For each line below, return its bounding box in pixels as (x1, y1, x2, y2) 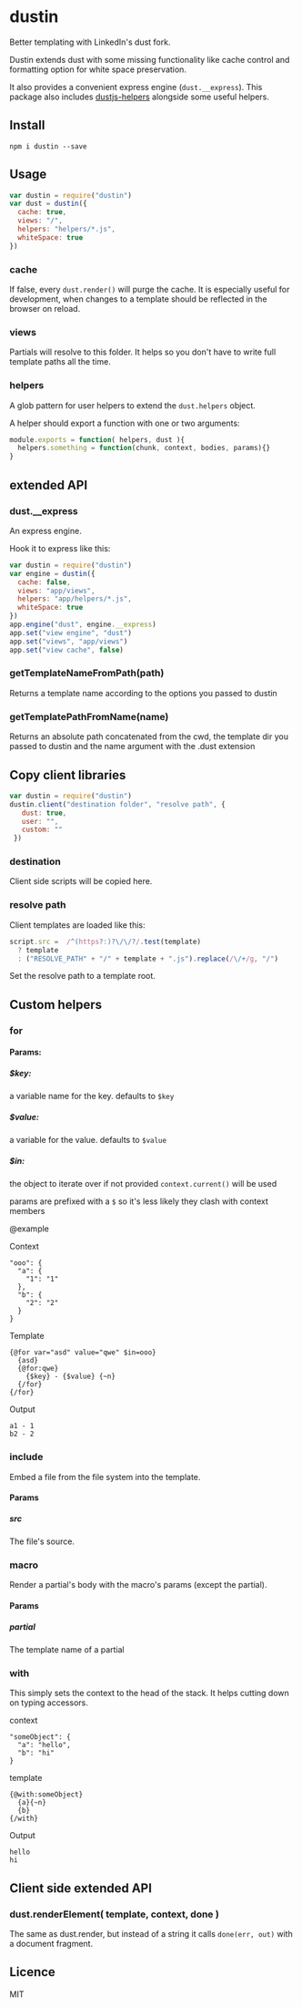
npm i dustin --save (9, 141, 88, 151)
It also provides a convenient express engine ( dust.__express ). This (9, 81, 263, 92)
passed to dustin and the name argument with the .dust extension (9, 741, 256, 752)
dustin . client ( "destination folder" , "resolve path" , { (9, 799, 226, 808)
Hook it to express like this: (9, 542, 111, 553)
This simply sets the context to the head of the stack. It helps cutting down (9, 1688, 289, 1699)
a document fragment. (9, 1938, 94, 1949)
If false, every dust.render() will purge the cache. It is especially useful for (9, 283, 290, 294)
